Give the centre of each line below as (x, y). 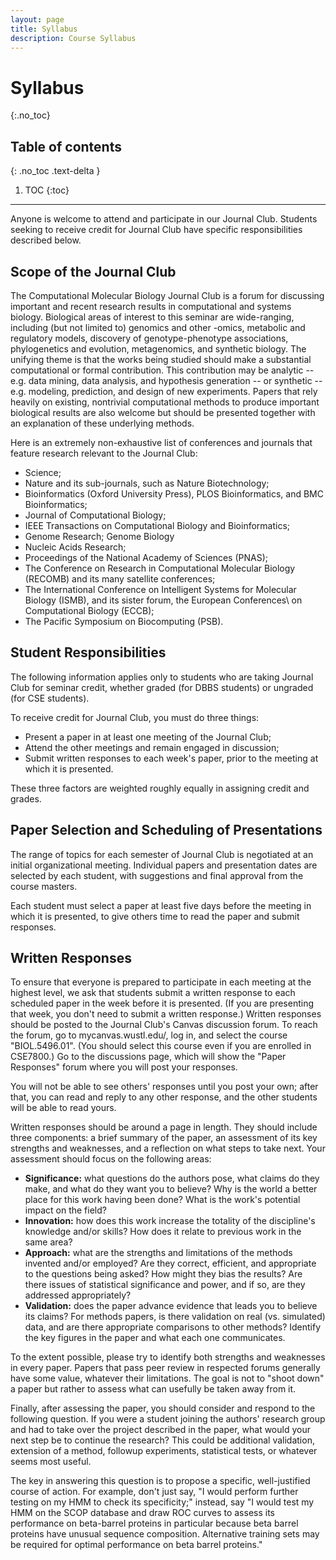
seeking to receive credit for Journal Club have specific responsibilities (156, 230)
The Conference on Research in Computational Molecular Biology (160, 568)
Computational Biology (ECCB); (89, 610)
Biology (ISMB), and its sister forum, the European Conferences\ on (163, 600)
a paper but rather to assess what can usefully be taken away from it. (153, 1389)
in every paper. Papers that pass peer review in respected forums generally (165, 1368)
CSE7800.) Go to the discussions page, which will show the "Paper (148, 1057)
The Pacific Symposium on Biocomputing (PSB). (124, 621)
